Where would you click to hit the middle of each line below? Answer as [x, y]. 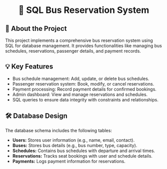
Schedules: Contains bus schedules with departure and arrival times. [84, 151]
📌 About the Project [36, 29]
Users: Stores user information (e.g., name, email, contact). [73, 140]
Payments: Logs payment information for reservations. [69, 161]
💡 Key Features [29, 67]
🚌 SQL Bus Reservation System [84, 10]
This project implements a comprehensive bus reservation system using [79, 40]
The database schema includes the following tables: [59, 130]
